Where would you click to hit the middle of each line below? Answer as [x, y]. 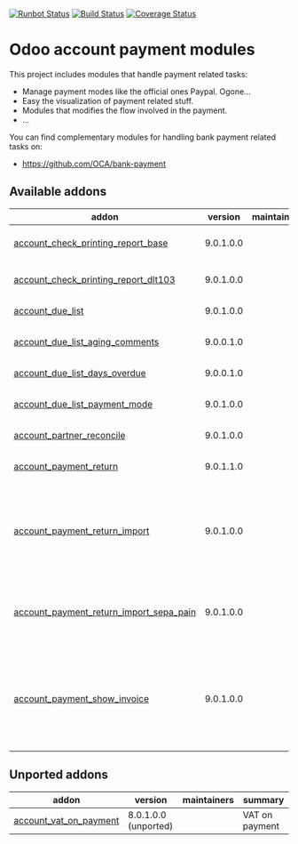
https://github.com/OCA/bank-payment [94, 164]
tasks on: [26, 146]
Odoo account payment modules [132, 50]
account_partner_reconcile [70, 435]
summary [263, 800]
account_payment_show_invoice [81, 698]
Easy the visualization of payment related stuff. [107, 100]
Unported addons [59, 775]
